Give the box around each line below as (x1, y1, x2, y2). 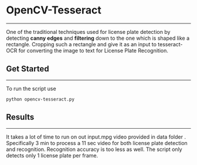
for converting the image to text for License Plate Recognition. (18, 47, 168, 54)
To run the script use (6, 85, 57, 92)
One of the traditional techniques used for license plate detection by (6, 28, 171, 35)
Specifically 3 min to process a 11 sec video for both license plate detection (6, 139, 188, 146)
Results (6, 112, 35, 122)
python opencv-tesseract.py (6, 96, 75, 102)
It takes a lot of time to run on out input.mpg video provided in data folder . (6, 133, 186, 140)
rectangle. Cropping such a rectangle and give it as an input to (6, 40, 157, 47)
